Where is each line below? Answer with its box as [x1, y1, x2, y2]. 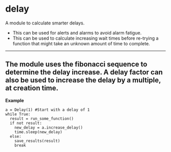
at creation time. [5, 84, 59, 93]
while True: [5, 111, 31, 117]
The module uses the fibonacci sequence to [5, 60, 148, 69]
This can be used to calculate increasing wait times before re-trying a [12, 35, 159, 41]
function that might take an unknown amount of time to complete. [12, 40, 150, 46]
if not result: [10, 120, 42, 126]
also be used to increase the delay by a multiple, [5, 76, 161, 84]
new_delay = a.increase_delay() [14, 125, 83, 130]
